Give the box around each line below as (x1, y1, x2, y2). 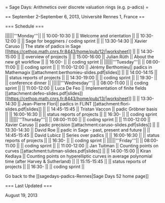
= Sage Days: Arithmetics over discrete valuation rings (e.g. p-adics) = (5, 4, 149, 10)
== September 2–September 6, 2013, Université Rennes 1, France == (5, 14, 145, 19)
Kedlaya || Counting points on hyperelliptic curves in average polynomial (5, 153, 153, 159)
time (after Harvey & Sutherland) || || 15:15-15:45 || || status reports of (5, 159, 147, 164)
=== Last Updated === (5, 183, 52, 189)
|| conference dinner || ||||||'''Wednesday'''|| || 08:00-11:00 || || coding (5, 80, 149, 86)
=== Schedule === (5, 23, 44, 29)
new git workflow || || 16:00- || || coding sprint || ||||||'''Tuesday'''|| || (5, 59, 145, 65)
